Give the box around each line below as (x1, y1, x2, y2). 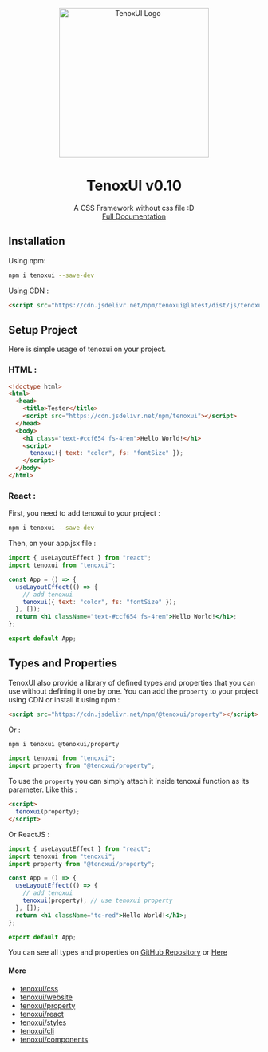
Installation (8, 235, 65, 248)
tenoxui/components (19, 1034, 89, 1044)
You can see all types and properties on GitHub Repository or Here (8, 947, 228, 957)
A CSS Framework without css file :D (73, 203, 195, 212)
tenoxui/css (19, 983, 58, 993)
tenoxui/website (19, 992, 73, 1002)
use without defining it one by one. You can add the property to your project (8, 686, 258, 696)
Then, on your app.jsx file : (8, 539, 97, 548)
